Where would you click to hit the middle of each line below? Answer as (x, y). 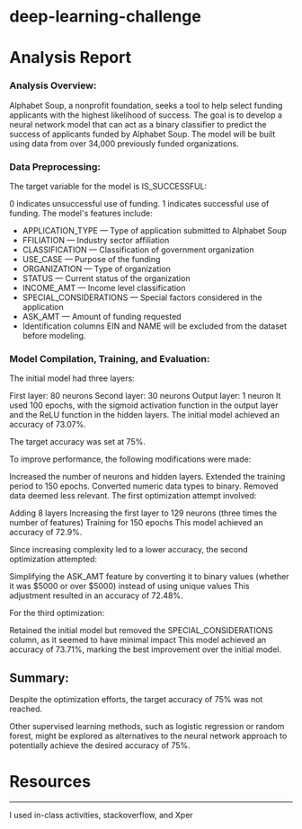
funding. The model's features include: (81, 213)
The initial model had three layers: (72, 378)
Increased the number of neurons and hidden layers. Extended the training (147, 477)
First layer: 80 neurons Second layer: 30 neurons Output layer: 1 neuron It (145, 396)
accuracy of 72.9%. (46, 533)
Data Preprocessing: (55, 166)
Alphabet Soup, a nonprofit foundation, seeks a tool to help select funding (146, 105)
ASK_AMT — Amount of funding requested (102, 316)
